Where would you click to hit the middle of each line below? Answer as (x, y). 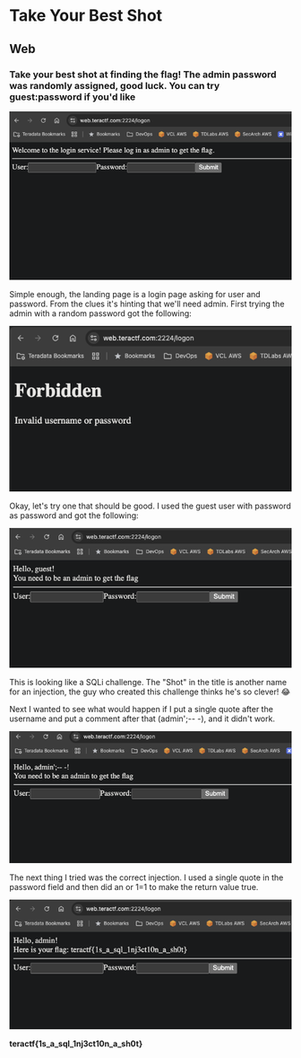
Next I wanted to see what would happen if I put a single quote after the (141, 709)
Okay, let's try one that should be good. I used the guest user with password (150, 506)
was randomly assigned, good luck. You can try (115, 85)
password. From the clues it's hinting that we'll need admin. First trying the (147, 304)
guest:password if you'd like (73, 97)
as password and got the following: (74, 515)
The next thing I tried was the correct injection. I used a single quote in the (146, 877)
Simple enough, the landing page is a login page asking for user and (135, 295)
